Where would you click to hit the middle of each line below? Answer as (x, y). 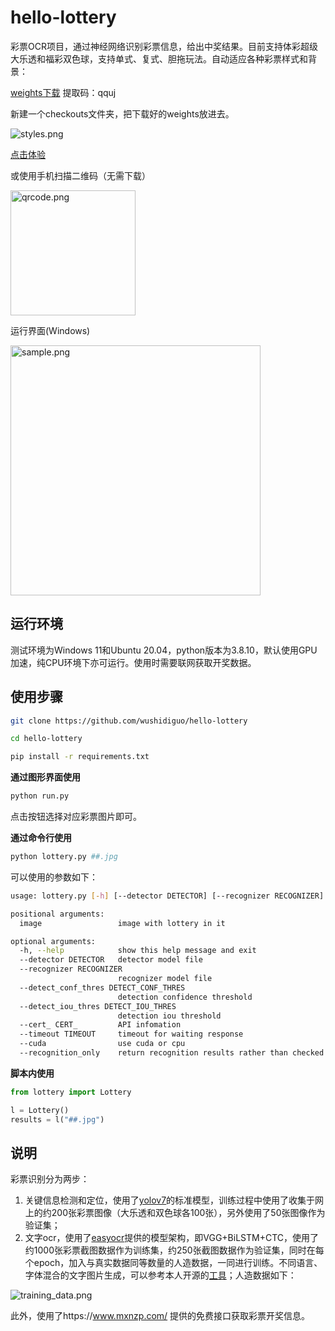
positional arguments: (57, 914)
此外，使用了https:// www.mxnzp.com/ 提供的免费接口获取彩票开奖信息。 (160, 1316)
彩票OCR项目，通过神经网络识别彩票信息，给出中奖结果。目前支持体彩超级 (164, 46)
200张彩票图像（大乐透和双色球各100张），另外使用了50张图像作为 (188, 1213)
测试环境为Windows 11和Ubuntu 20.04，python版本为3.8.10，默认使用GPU (164, 650)
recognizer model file (165, 979)
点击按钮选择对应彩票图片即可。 (76, 817)
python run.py (40, 796)
